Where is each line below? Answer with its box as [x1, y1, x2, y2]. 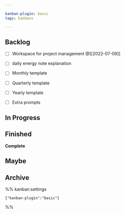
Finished [5, 130, 32, 138]
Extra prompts [12, 99, 41, 105]
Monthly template [12, 70, 47, 76]
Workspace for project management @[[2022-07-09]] [12, 51, 121, 57]
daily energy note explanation [12, 61, 72, 66]
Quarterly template [12, 80, 50, 86]
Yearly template [12, 90, 44, 95]
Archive [5, 173, 30, 182]
